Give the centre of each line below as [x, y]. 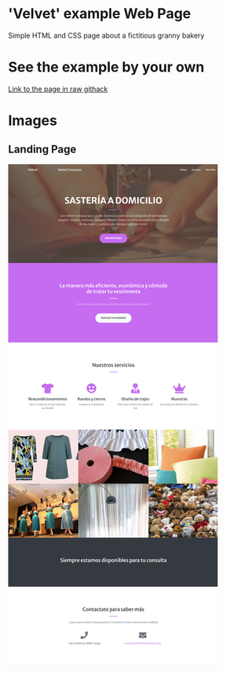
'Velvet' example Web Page [100, 14]
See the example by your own [106, 67]
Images [33, 121]
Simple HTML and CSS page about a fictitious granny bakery [106, 35]
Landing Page [42, 150]
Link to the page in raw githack [58, 89]
